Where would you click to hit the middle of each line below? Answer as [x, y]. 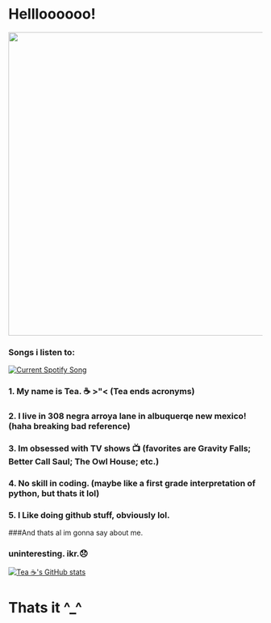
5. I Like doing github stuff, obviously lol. [90, 515]
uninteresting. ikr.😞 [48, 553]
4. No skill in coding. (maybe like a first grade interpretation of [132, 483]
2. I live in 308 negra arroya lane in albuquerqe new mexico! [127, 416]
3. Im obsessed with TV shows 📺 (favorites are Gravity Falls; [130, 448]
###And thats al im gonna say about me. [76, 533]
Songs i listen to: [42, 352]
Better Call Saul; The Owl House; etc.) [84, 462]
